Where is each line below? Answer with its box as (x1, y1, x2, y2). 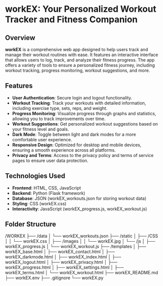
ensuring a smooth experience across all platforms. (12, 147, 116, 153)
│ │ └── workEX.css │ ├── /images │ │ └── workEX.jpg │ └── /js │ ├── (5, 238, 156, 244)
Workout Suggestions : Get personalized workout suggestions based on (12, 121, 158, 127)
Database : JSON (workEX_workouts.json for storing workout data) (12, 195, 147, 201)
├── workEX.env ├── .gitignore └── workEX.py (5, 275, 104, 281)
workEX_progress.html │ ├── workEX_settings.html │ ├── (5, 264, 124, 270)
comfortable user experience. (12, 136, 72, 142)
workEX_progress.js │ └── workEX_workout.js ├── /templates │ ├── (5, 244, 146, 250)
